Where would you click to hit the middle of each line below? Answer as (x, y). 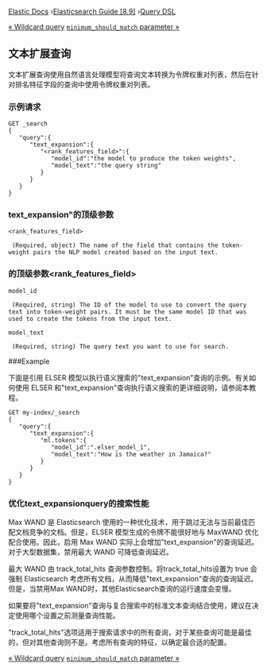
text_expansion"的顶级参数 (61, 215)
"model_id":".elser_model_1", (101, 447)
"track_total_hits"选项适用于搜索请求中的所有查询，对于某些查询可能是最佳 (130, 632)
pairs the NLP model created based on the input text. (126, 253)
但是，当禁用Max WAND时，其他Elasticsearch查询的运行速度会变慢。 (122, 588)
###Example (29, 361)
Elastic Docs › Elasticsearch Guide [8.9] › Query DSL (92, 12)
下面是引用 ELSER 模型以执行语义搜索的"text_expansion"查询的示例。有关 (129, 377)
